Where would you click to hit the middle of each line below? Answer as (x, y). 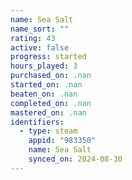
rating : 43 (33, 38)
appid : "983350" (62, 141)
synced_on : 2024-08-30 (75, 159)
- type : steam (48, 131)
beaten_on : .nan (44, 94)
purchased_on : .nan (51, 76)
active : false (40, 47)
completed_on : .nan (51, 103)
